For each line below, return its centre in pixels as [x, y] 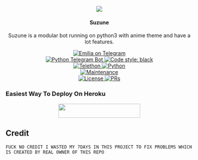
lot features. [99, 42]
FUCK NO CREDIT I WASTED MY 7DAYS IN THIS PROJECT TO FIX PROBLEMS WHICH [99, 147]
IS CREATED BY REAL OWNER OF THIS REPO [55, 152]
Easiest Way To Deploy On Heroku [56, 94]
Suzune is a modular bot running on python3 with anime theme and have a [99, 36]
